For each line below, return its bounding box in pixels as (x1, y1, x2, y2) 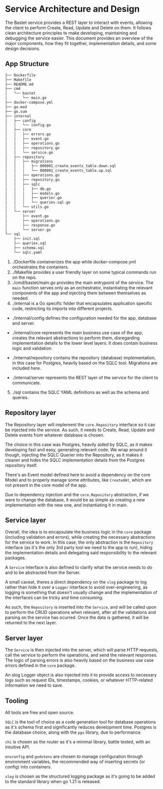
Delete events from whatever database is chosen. (5, 432, 105, 438)
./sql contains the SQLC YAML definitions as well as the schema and (12, 389, 149, 395)
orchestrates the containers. (12, 264, 69, 270)
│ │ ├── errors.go (5, 132, 51, 137)
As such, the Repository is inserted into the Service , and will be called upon (5, 604, 157, 610)
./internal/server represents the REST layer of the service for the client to (12, 374, 158, 380)
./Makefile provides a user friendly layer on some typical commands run (12, 269, 157, 275)
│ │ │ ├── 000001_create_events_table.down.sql (5, 164, 117, 169)
